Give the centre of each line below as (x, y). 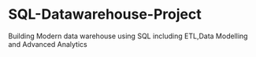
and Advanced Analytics (48, 44)
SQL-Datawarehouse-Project (105, 14)
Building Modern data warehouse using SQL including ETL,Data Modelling (128, 36)
